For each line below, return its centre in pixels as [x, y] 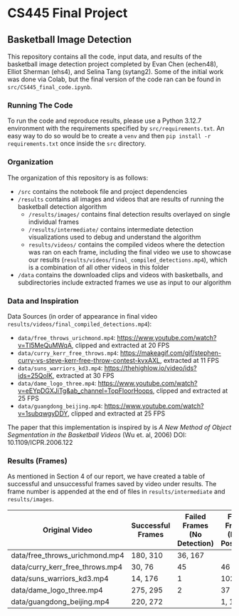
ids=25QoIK [35, 375]
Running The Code [40, 105]
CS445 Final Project [68, 13]
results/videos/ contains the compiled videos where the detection [127, 245]
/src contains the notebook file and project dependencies [102, 191]
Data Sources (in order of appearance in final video [83, 316]
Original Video [67, 530]
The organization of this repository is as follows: [78, 178]
